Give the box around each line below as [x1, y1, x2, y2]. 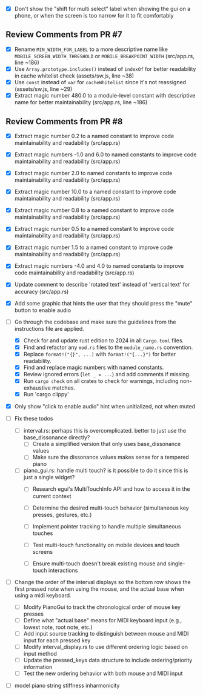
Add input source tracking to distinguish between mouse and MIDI [23, 630, 189, 637]
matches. [52, 384, 75, 391]
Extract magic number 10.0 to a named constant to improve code [14, 188, 176, 196]
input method [23, 650, 57, 657]
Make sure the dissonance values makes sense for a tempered [32, 454, 189, 461]
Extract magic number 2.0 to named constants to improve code [14, 170, 173, 177]
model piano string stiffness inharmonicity [14, 682, 120, 690]
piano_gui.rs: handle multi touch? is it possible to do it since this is [23, 467, 188, 474]
